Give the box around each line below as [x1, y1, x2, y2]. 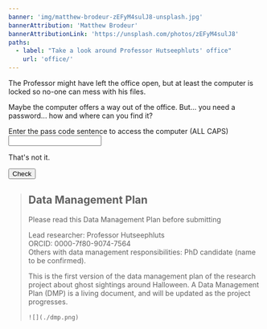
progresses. [27, 297, 68, 307]
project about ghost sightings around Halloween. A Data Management [27, 279, 260, 289]
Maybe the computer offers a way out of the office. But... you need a [8, 103, 236, 112]
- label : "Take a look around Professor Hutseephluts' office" [15, 47, 232, 55]
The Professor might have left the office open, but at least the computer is [8, 79, 253, 87]
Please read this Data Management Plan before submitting [27, 214, 221, 224]
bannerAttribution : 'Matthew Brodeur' [8, 21, 138, 30]
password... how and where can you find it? [8, 111, 153, 120]
